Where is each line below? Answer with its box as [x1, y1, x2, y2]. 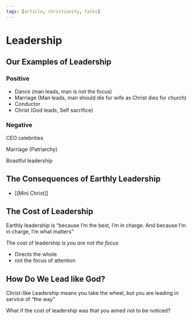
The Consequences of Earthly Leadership [6, 174, 161, 184]
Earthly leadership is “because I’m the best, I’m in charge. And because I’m [6, 222, 186, 229]
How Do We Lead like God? [6, 274, 106, 284]
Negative [6, 121, 33, 129]
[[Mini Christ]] [14, 190, 48, 197]
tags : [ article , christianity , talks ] [6, 8, 100, 15]
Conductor [14, 100, 41, 107]
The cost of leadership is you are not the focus [6, 239, 118, 246]
